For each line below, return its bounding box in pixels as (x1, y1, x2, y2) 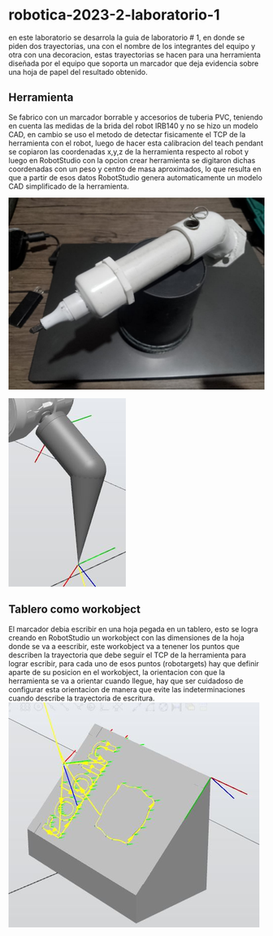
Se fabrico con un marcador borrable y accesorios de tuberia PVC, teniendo (8, 112, 263, 122)
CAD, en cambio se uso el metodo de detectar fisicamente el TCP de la (8, 129, 246, 139)
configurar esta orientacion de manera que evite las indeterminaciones (8, 684, 245, 694)
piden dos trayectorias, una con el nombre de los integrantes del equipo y (8, 41, 256, 50)
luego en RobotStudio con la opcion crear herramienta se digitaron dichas (8, 155, 256, 165)
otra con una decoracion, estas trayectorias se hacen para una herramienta (8, 50, 262, 59)
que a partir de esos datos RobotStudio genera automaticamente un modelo (8, 172, 262, 182)
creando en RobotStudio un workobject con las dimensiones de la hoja (8, 632, 245, 643)
